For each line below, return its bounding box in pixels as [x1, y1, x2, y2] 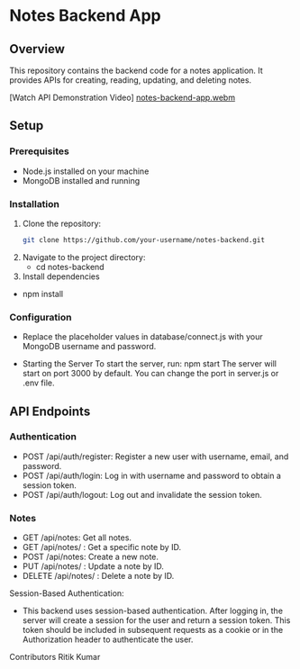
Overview [9, 41, 66, 57]
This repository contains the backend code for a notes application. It [9, 65, 263, 76]
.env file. [22, 377, 56, 388]
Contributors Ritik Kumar [9, 652, 101, 663]
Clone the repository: [22, 218, 102, 229]
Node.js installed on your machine [22, 166, 150, 176]
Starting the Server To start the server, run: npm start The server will [22, 358, 277, 369]
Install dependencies [22, 271, 101, 282]
